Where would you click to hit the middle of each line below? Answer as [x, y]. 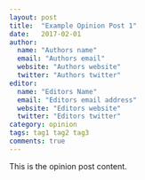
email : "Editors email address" [77, 100]
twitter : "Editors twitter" [69, 116]
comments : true [37, 141]
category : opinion [43, 125]
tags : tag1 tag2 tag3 [49, 133]
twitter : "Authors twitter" [69, 75]
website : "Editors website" [69, 108]
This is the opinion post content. [68, 166]
